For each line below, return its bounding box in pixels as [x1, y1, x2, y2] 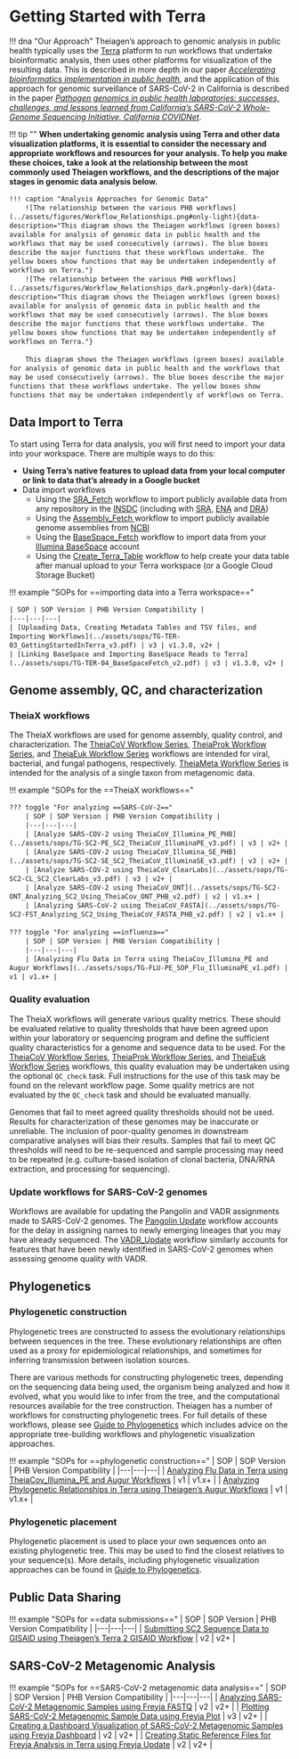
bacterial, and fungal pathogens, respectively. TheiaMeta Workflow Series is [9, 758, 289, 769]
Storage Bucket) [35, 569, 95, 580]
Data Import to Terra [9, 415, 124, 430]
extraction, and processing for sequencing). [9, 1163, 171, 1174]
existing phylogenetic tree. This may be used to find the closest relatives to [9, 1545, 285, 1557]
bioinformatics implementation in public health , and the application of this [9, 73, 280, 84]
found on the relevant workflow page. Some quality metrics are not [9, 1080, 255, 1090]
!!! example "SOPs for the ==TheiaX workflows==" [9, 785, 194, 795]
